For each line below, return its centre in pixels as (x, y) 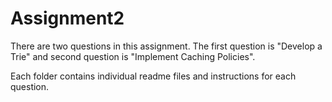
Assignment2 (67, 18)
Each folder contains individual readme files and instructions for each (153, 76)
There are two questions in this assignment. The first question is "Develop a (166, 46)
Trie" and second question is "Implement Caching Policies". (133, 56)
